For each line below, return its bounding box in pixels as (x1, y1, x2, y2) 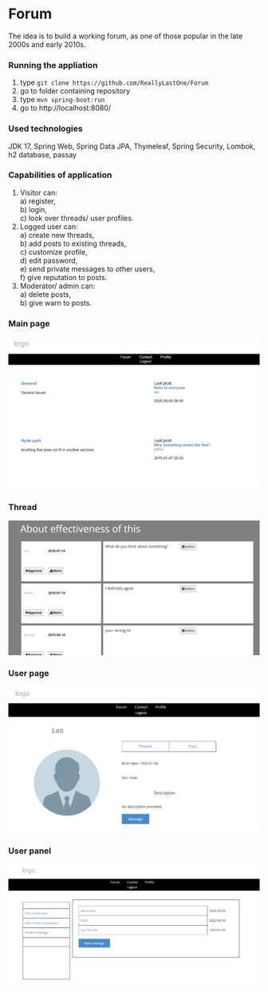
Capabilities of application (8, 169, 112, 180)
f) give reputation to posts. (19, 272, 108, 282)
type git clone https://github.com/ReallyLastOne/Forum (19, 77, 209, 88)
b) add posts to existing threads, (19, 239, 127, 248)
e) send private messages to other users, (19, 264, 156, 274)
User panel (8, 845, 52, 856)
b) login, (19, 204, 48, 214)
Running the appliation (8, 59, 98, 70)
